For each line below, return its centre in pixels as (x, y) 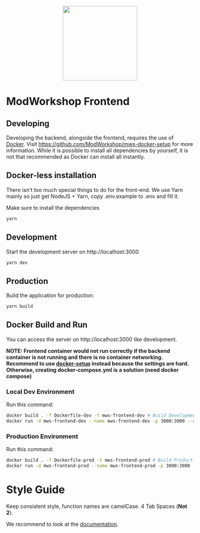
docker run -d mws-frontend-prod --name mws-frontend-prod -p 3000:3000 (98, 466)
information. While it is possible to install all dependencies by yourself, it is (97, 150)
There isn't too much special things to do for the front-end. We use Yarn (95, 190)
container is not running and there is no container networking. (85, 357)
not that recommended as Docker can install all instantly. (76, 157)
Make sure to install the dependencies (53, 207)
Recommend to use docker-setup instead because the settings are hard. (98, 363)
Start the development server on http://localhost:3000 (72, 252)
